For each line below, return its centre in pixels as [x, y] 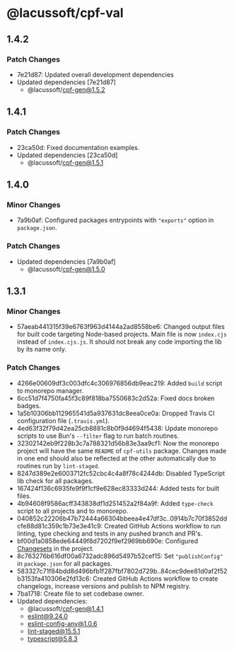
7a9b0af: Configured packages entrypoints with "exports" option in [115, 220]
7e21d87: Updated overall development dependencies [95, 74]
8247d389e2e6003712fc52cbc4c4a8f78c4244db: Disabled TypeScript [121, 473]
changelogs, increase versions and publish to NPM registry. [104, 586]
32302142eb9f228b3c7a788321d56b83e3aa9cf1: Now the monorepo [118, 443]
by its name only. [41, 349]
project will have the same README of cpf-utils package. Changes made [122, 451]
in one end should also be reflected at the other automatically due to [116, 458]
